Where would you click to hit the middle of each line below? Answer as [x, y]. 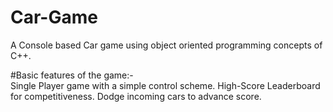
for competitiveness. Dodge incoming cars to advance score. [136, 96]
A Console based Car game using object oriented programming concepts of [166, 45]
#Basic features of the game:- [72, 75]
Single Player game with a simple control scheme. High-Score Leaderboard [165, 85]
